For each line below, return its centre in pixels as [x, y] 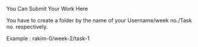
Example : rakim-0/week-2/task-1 [48, 38]
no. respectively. [27, 27]
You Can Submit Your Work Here [47, 9]
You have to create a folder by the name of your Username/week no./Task [99, 20]
